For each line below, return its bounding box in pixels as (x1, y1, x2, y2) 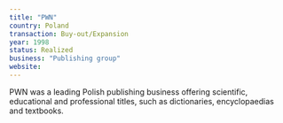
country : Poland (9, 21, 69, 30)
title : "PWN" (9, 12, 58, 22)
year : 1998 (9, 37, 50, 47)
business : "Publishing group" (9, 54, 122, 63)
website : (9, 63, 42, 72)
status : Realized (9, 46, 74, 55)
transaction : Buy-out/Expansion (9, 29, 129, 38)
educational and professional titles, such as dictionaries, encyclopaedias (9, 96, 275, 106)
